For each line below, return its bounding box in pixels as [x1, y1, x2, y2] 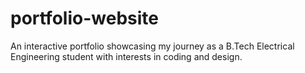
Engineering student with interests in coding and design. [10, 50, 243, 62]
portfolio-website [10, 7, 159, 30]
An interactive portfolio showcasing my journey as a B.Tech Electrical [10, 40, 295, 52]
